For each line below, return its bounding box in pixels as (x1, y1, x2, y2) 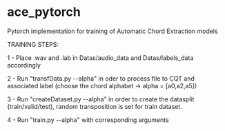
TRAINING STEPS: (7, 40, 59, 48)
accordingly (7, 61, 41, 69)
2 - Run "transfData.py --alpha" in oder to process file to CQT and (7, 74, 195, 83)
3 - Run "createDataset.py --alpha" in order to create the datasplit (7, 94, 195, 103)
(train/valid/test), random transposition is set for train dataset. (7, 102, 183, 110)
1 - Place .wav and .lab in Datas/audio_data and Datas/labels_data (7, 53, 194, 62)
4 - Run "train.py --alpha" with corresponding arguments (7, 115, 169, 124)
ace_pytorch (7, 4, 81, 20)
